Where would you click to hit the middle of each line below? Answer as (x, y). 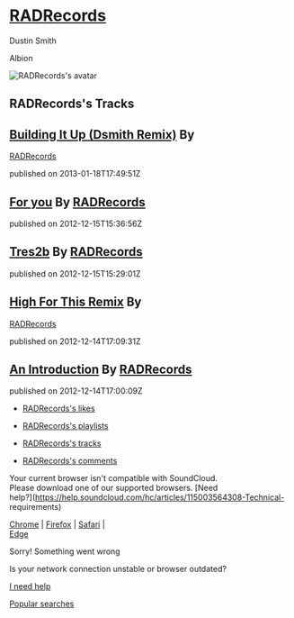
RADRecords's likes (59, 409)
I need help (30, 586)
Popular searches (42, 604)
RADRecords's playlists (66, 426)
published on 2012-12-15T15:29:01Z (75, 273)
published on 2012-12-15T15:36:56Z (76, 223)
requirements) (36, 507)
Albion (21, 58)
